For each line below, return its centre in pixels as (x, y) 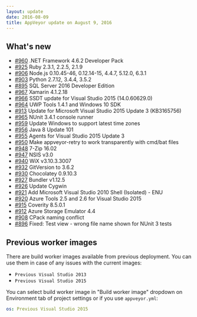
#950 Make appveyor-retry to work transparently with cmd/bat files (96, 142)
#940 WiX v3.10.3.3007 (43, 161)
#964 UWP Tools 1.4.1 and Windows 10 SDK (68, 104)
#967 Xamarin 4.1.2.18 (41, 92)
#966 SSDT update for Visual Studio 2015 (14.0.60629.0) (83, 99)
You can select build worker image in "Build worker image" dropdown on (94, 292)
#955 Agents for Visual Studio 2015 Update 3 (70, 136)
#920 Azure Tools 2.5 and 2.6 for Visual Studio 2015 (78, 199)
